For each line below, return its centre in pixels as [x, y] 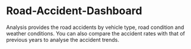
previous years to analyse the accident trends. [63, 40]
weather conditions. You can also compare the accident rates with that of [96, 33]
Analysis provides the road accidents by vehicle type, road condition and [95, 27]
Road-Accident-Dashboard [74, 11]
